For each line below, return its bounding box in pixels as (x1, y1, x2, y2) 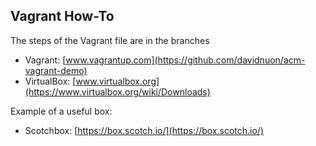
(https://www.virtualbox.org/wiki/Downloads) (24, 85, 211, 98)
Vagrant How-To (10, 8, 115, 25)
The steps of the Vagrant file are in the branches (10, 34, 210, 46)
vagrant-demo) (24, 64, 88, 76)
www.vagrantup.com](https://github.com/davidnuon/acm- (65, 54, 306, 66)
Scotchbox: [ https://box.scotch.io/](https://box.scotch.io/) (24, 124, 265, 136)
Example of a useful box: (10, 105, 113, 117)
